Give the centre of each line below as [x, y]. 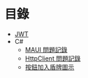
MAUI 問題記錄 [46, 49]
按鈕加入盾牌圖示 [50, 67]
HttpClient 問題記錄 [53, 58]
